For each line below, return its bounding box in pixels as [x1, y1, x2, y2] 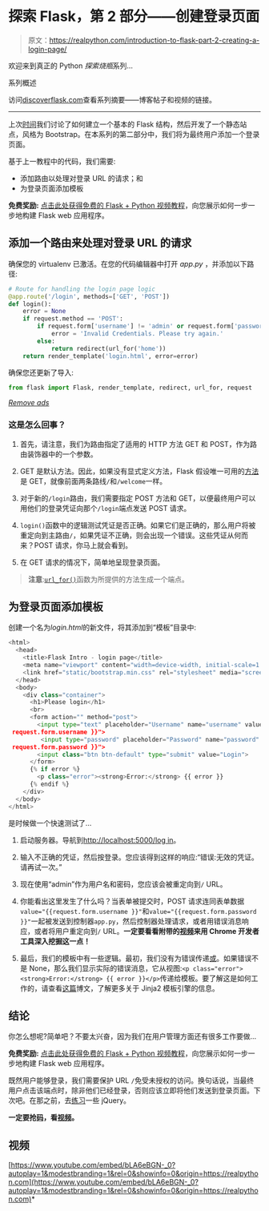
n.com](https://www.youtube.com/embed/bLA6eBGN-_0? [8, 1177, 199, 1187]
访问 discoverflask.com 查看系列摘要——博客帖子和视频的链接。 [8, 95, 216, 104]
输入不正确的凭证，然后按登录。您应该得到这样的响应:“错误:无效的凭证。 [19, 852, 259, 862]
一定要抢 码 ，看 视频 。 [8, 1112, 78, 1122]
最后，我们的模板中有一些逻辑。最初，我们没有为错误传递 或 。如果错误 [19, 953, 252, 963]
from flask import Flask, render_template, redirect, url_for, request [8, 384, 252, 392]
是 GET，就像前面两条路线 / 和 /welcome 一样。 [19, 476, 167, 485]
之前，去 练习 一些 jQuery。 [42, 1096, 130, 1105]
